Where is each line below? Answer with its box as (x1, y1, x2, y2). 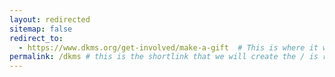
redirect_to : (9, 33, 64, 43)
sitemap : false (9, 24, 73, 34)
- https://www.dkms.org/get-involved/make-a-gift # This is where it (18, 42, 319, 53)
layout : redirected (9, 14, 91, 25)
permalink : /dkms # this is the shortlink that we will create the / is (9, 52, 319, 62)
